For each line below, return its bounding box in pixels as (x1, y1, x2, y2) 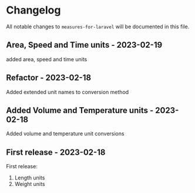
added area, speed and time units (6, 55, 88, 62)
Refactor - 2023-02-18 (6, 73, 92, 83)
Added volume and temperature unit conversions (6, 130, 125, 137)
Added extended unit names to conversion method (6, 88, 129, 95)
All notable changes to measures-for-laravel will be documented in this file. (6, 23, 190, 30)
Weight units (14, 181, 45, 188)
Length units (14, 174, 45, 181)
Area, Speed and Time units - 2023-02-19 (6, 40, 163, 50)
